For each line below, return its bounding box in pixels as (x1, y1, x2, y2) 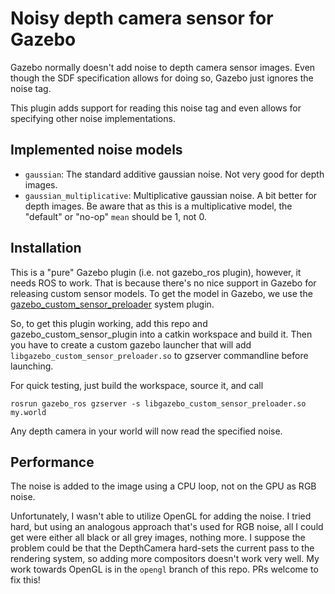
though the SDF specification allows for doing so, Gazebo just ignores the (10, 72, 314, 84)
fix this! (10, 574, 41, 586)
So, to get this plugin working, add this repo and (10, 317, 208, 329)
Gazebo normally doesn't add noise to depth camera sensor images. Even (10, 61, 316, 73)
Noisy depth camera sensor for (10, 7, 274, 30)
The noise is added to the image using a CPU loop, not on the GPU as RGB (10, 480, 317, 492)
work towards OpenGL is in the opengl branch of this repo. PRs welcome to (10, 563, 319, 576)
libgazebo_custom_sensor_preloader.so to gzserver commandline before (10, 349, 309, 361)
